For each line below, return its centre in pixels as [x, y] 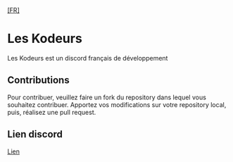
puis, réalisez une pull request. [52, 112]
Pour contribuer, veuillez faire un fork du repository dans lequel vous [107, 97]
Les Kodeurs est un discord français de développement [88, 58]
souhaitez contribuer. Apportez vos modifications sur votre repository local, [117, 104]
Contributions [38, 80]
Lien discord [35, 134]
